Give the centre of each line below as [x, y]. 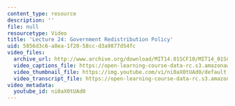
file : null [23, 26]
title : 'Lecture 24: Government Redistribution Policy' [90, 40]
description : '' [31, 20]
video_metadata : [31, 85]
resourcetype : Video [37, 33]
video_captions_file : [45, 66]
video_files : [26, 53]
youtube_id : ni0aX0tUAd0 [50, 91]
